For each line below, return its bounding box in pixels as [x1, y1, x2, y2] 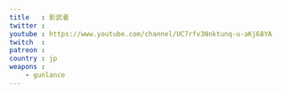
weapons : [9, 63, 46, 72]
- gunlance [25, 71, 66, 80]
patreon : [9, 46, 46, 55]
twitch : [9, 37, 46, 47]
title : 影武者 [9, 12, 69, 22]
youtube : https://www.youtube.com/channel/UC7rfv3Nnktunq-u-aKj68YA [9, 29, 273, 38]
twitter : [9, 21, 46, 30]
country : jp [9, 54, 58, 63]
